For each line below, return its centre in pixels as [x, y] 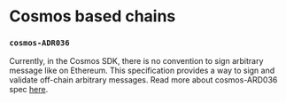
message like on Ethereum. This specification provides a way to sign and [142, 71]
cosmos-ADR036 [39, 43]
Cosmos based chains [93, 16]
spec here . [29, 90]
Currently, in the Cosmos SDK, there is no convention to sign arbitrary [136, 61]
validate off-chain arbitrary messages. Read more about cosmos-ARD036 [143, 80]
